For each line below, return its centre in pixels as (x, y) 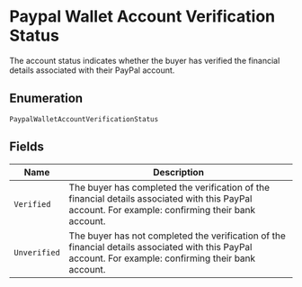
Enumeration (46, 99)
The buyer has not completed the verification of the (177, 236)
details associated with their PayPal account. (92, 70)
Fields (27, 147)
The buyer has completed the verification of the (169, 187)
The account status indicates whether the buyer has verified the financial (145, 60)
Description (178, 172)
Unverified (37, 252)
